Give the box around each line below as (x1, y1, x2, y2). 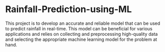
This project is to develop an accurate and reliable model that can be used (5, 20, 160, 26)
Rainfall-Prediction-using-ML (5, 4, 132, 15)
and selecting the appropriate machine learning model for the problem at (5, 36, 157, 42)
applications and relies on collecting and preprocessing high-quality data (5, 31, 158, 37)
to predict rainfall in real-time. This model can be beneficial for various (5, 25, 153, 31)
